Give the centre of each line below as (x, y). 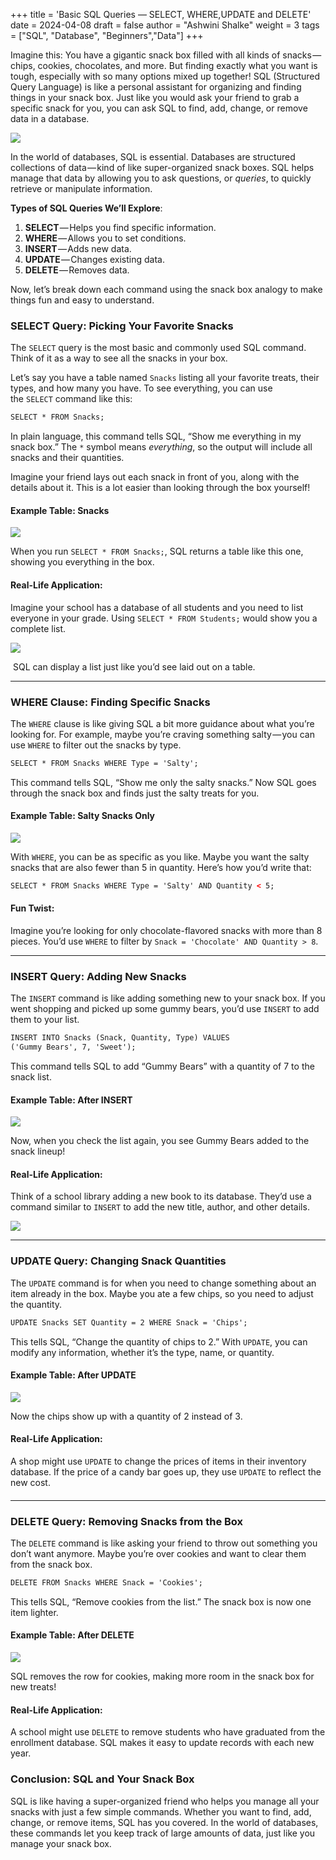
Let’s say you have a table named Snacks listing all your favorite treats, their (165, 378)
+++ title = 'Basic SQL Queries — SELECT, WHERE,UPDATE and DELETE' (161, 14)
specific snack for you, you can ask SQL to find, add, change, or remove (159, 108)
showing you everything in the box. (82, 562)
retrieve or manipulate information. (81, 188)
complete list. (38, 628)
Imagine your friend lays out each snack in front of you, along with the (155, 477)
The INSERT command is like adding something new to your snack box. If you (168, 998)
